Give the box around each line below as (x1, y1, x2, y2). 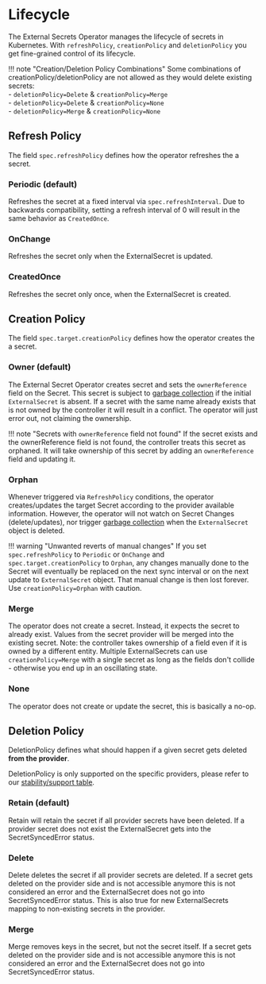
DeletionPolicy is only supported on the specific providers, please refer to (8, 769, 249, 779)
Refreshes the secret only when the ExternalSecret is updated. (8, 252, 213, 261)
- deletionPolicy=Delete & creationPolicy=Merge (8, 89, 168, 98)
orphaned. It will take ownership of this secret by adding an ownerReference (8, 446, 254, 455)
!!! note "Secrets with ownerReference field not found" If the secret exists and (8, 429, 258, 438)
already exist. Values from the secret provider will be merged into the (8, 630, 234, 639)
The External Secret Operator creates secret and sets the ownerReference (8, 380, 248, 389)
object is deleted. (8, 526, 65, 535)
